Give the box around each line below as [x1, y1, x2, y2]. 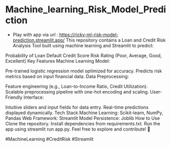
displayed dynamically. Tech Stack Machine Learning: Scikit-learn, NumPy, [5, 109, 163, 116]
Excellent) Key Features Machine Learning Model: [5, 58, 110, 64]
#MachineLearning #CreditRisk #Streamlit [5, 136, 94, 142]
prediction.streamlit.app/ [12, 37, 65, 43]
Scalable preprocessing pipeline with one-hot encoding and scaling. [5, 88, 149, 95]
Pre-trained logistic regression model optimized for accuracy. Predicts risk [5, 68, 162, 74]
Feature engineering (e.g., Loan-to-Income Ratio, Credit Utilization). [5, 83, 148, 89]
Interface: [23, 94, 45, 100]
